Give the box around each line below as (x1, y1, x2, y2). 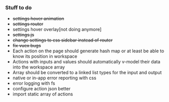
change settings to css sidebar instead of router (12, 37, 113, 43)
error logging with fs (12, 80, 56, 86)
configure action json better (12, 86, 71, 92)
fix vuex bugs (12, 43, 41, 49)
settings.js (12, 32, 34, 38)
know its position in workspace (12, 53, 77, 59)
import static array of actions (12, 91, 73, 97)
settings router (12, 21, 44, 27)
